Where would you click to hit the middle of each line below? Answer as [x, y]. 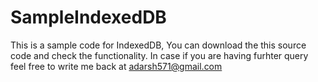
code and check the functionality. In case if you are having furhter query [159, 55]
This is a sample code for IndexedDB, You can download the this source [158, 45]
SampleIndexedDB [88, 17]
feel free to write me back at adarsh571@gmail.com [116, 66]
